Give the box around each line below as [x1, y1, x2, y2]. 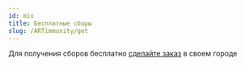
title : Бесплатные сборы [8, 19, 92, 27]
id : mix [8, 11, 35, 20]
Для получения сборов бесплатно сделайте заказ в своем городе [8, 49, 238, 59]
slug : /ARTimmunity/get [8, 27, 89, 35]
